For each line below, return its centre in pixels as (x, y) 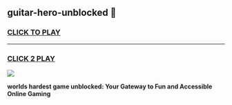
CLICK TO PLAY (34, 32)
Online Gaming (29, 93)
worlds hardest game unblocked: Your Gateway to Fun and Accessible (110, 86)
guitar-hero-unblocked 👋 (62, 13)
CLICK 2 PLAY (31, 58)
